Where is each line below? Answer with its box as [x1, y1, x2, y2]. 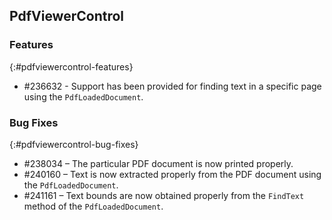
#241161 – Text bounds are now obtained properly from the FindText [23, 189, 305, 201]
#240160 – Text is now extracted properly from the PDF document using [23, 168, 322, 180]
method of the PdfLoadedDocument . [23, 200, 164, 212]
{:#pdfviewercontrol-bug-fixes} [9, 138, 139, 150]
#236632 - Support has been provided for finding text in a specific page [23, 80, 322, 92]
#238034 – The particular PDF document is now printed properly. [23, 157, 294, 169]
